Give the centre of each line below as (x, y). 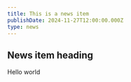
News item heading (50, 55)
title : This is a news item (48, 14)
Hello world (24, 72)
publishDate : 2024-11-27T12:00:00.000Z (65, 20)
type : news (23, 27)
